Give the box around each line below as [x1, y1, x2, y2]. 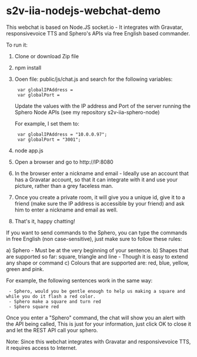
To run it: [6, 41, 28, 48]
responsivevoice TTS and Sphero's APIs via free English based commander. [6, 29, 190, 37]
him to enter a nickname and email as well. [14, 206, 118, 213]
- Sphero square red [8, 303, 59, 310]
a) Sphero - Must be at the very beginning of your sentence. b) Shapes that [6, 246, 189, 254]
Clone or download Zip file [14, 52, 79, 59]
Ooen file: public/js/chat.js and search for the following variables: [14, 75, 173, 82]
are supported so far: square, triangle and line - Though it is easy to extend [6, 253, 188, 260]
